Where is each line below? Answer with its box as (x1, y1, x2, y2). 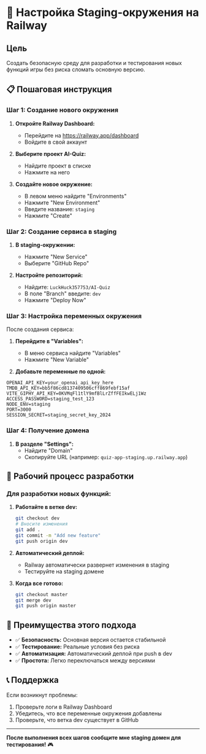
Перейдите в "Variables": (15, 338, 84, 345)
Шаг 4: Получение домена (6, 426, 90, 435)
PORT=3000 (6, 406, 32, 413)
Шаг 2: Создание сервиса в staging (6, 227, 117, 236)
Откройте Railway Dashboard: (15, 120, 95, 127)
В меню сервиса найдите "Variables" (24, 349, 121, 357)
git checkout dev (15, 515, 60, 521)
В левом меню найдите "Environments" (24, 192, 127, 200)
